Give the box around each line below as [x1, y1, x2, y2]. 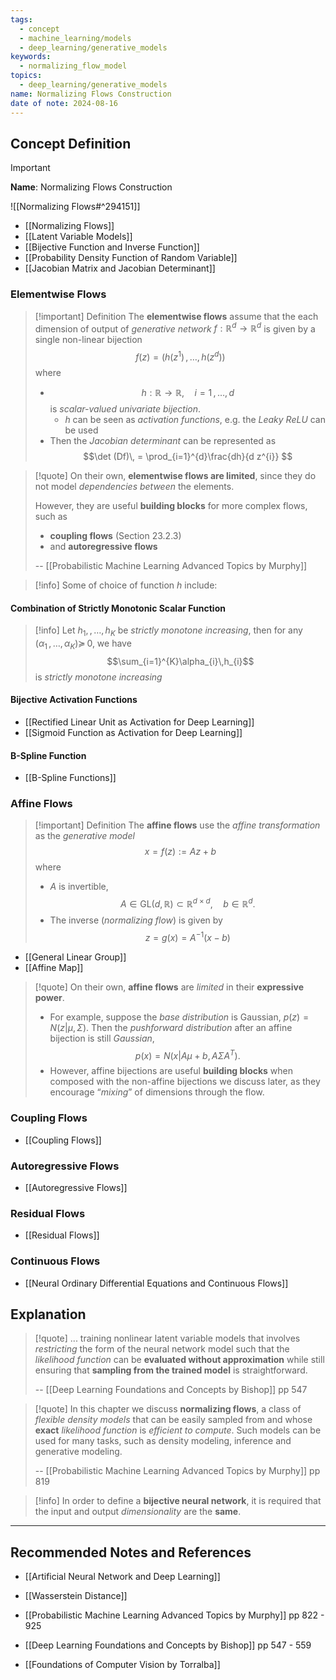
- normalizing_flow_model [19, 61, 128, 71]
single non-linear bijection [34, 334, 143, 346]
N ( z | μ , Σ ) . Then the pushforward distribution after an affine [49, 1021, 293, 1033]
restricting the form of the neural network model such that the [34, 1343, 290, 1355]
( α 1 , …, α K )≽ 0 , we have [34, 637, 132, 651]
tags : [10, 14, 33, 25]
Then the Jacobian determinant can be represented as [49, 434, 277, 446]
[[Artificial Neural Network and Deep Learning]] [24, 1571, 221, 1583]
